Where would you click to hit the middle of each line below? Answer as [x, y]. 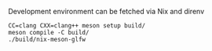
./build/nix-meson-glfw [47, 39]
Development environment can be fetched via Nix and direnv [106, 11]
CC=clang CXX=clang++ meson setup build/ [77, 26]
